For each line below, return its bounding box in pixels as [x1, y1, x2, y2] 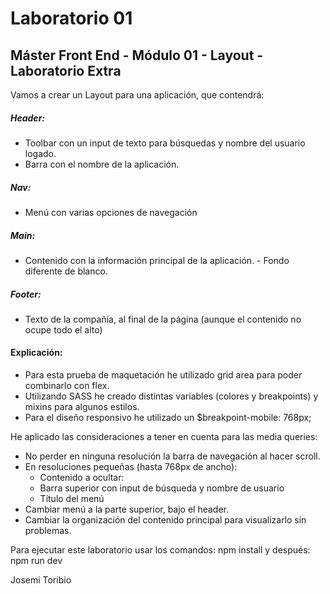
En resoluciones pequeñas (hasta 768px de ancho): [24, 461, 238, 473]
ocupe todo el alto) [24, 323, 103, 336]
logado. [24, 147, 57, 159]
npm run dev [10, 555, 63, 567]
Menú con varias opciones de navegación [24, 206, 198, 218]
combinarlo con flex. [24, 380, 110, 392]
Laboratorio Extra [10, 62, 122, 79]
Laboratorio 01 [10, 7, 133, 30]
